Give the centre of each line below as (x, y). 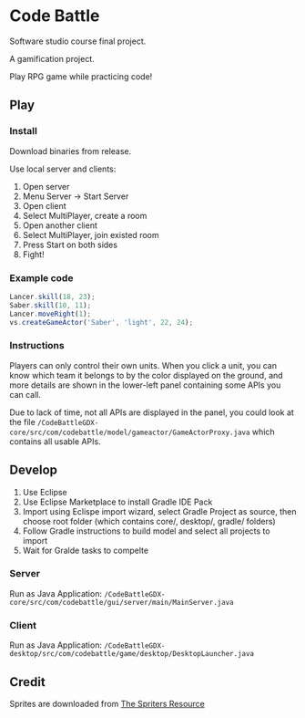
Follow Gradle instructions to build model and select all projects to (146, 531)
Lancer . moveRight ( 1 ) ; (51, 314)
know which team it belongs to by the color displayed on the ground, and (147, 375)
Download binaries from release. (71, 151)
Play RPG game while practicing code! (81, 76)
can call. (25, 394)
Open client (44, 205)
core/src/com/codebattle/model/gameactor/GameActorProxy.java (130, 432)
